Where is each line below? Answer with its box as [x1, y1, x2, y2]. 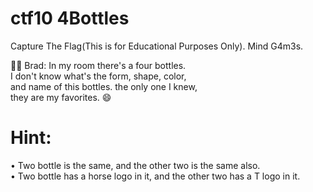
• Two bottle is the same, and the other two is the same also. [10, 159, 261, 171]
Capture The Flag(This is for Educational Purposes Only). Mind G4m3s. [10, 40, 304, 52]
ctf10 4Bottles [10, 7, 130, 30]
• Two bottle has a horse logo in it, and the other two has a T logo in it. [10, 170, 301, 182]
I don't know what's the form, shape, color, [10, 70, 187, 82]
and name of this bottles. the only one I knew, [10, 80, 198, 92]
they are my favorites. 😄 [10, 91, 112, 103]
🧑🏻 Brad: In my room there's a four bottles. [10, 59, 187, 71]
